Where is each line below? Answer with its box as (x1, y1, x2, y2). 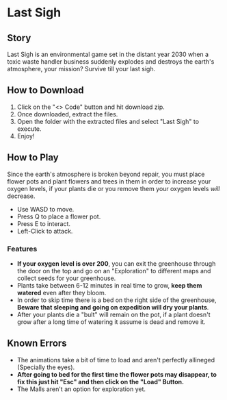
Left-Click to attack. (16, 227, 73, 235)
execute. (16, 125, 42, 133)
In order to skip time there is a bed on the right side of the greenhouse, (16, 296, 217, 304)
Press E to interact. (16, 219, 70, 227)
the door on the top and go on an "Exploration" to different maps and (16, 266, 211, 275)
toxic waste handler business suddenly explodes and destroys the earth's (7, 58, 215, 66)
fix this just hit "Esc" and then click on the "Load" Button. (16, 377, 185, 386)
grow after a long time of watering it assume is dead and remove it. (16, 317, 206, 326)
